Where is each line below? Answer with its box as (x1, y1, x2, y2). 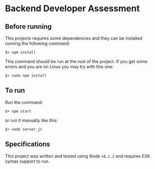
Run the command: (5, 99, 43, 105)
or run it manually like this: (5, 117, 58, 123)
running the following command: (5, 41, 70, 46)
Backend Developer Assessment (5, 3, 140, 14)
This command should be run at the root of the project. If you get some (5, 59, 148, 64)
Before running (5, 22, 52, 31)
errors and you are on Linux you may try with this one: (5, 64, 114, 69)
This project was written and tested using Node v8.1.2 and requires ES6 (5, 153, 150, 159)
